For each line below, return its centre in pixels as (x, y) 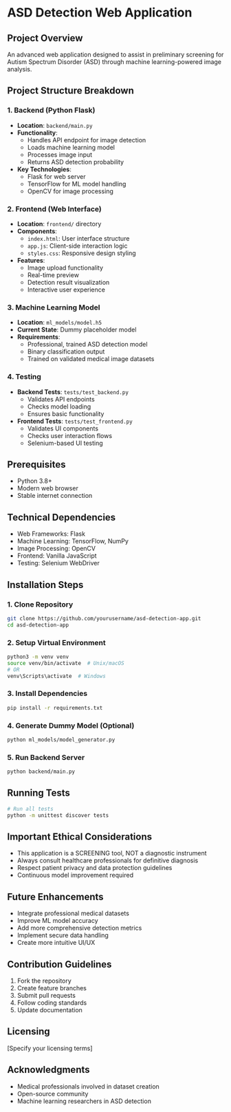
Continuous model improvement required (75, 875)
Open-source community (53, 1093)
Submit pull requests (46, 995)
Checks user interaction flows (69, 435)
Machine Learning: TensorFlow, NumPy (73, 541)
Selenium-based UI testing (65, 443)
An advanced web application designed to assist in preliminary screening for (115, 54)
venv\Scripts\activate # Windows (57, 676)
